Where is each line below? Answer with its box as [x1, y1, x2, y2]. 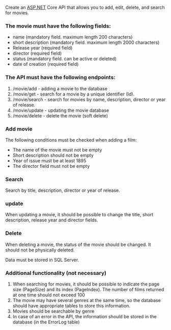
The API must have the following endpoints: [5, 74, 116, 81]
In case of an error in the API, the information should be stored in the [12, 314, 157, 320]
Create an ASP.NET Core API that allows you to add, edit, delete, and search [5, 5, 165, 10]
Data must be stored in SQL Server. [5, 257, 79, 263]
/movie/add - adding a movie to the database [12, 85, 108, 91]
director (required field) [12, 50, 62, 57]
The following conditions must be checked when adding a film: [5, 137, 137, 143]
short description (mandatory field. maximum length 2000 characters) [12, 39, 160, 45]
